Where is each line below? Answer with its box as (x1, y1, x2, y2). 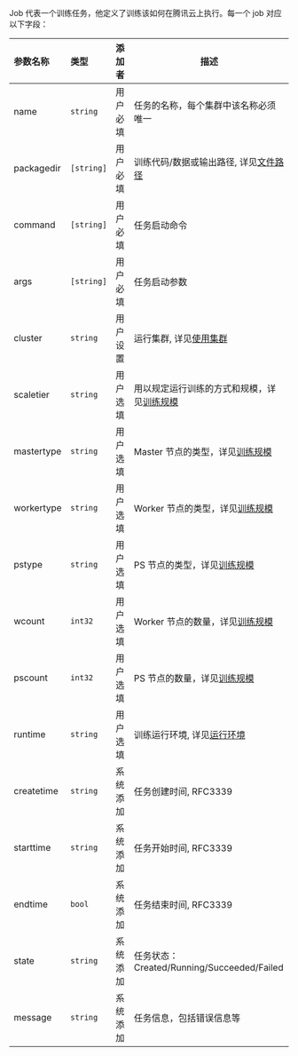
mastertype (13, 445, 62, 457)
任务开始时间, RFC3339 (133, 842, 233, 854)
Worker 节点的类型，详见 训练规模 (133, 503, 273, 514)
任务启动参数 (133, 276, 188, 288)
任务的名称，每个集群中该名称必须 (133, 99, 277, 111)
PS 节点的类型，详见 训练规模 (133, 559, 255, 571)
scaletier (13, 389, 51, 401)
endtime (13, 898, 49, 910)
